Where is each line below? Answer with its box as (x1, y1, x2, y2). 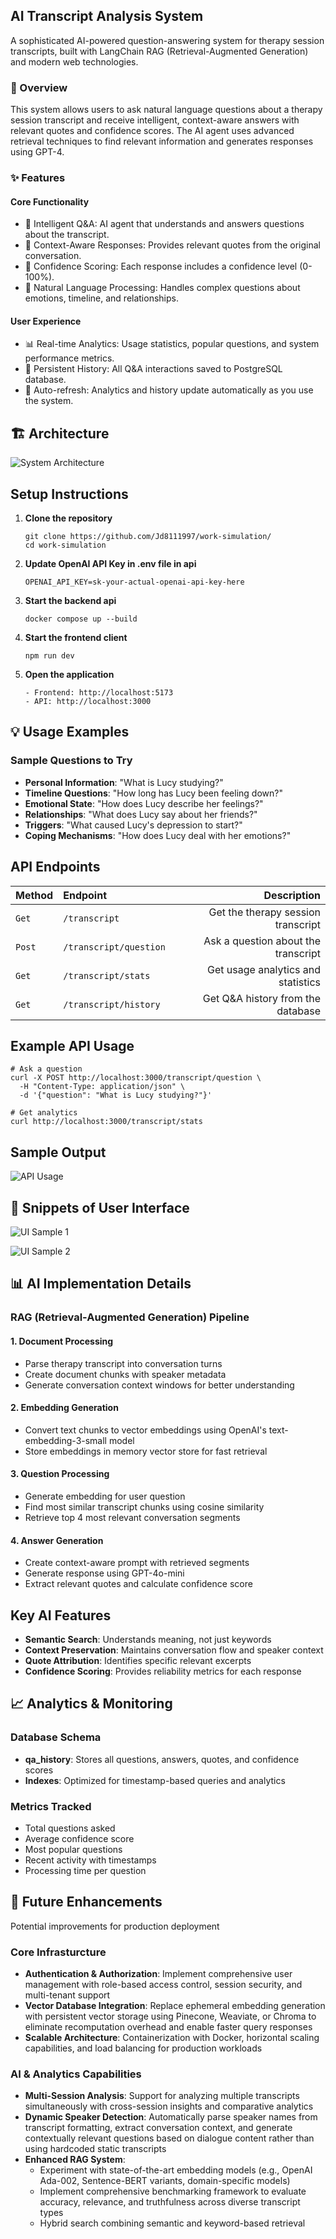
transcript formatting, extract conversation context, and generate (24, 2122, 293, 2134)
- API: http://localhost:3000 (24, 697, 152, 707)
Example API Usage (10, 1037, 135, 1054)
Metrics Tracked (10, 1799, 92, 1813)
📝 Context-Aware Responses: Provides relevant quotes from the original (24, 239, 321, 251)
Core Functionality (10, 195, 90, 208)
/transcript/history (63, 999, 161, 1010)
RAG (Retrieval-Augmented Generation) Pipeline (10, 1310, 250, 1324)
